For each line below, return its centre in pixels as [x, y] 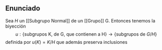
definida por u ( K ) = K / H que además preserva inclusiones [66, 42]
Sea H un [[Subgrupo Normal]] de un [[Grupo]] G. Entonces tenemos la [80, 20]
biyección [16, 26]
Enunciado [23, 8]
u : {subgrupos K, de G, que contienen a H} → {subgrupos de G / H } [86, 34]
